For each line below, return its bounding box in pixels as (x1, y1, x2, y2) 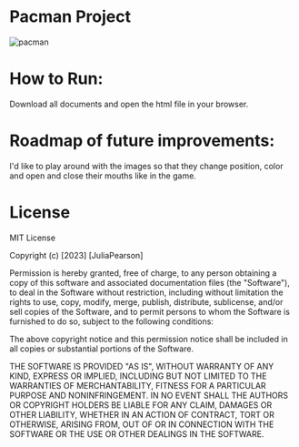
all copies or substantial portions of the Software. (9, 343, 194, 354)
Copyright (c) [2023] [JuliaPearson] (9, 249, 144, 260)
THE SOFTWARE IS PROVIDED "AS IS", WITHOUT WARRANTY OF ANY (9, 361, 274, 371)
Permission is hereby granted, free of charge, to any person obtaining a (9, 267, 277, 279)
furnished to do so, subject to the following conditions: (9, 316, 214, 327)
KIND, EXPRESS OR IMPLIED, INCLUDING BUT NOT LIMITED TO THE (9, 371, 267, 381)
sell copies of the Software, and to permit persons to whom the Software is (9, 306, 291, 317)
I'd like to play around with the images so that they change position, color (9, 160, 284, 171)
